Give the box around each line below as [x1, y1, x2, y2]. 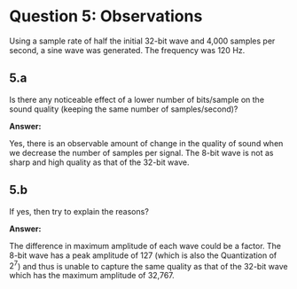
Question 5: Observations [9, 6, 203, 27]
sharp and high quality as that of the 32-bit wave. [9, 157, 190, 168]
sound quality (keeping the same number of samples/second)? [9, 104, 238, 114]
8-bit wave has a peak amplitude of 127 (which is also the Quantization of [9, 250, 277, 261]
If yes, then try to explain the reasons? [9, 206, 149, 216]
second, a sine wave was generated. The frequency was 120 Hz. [9, 44, 246, 55]
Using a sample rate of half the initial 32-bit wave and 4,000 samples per [9, 35, 276, 46]
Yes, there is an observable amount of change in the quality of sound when [9, 137, 284, 148]
